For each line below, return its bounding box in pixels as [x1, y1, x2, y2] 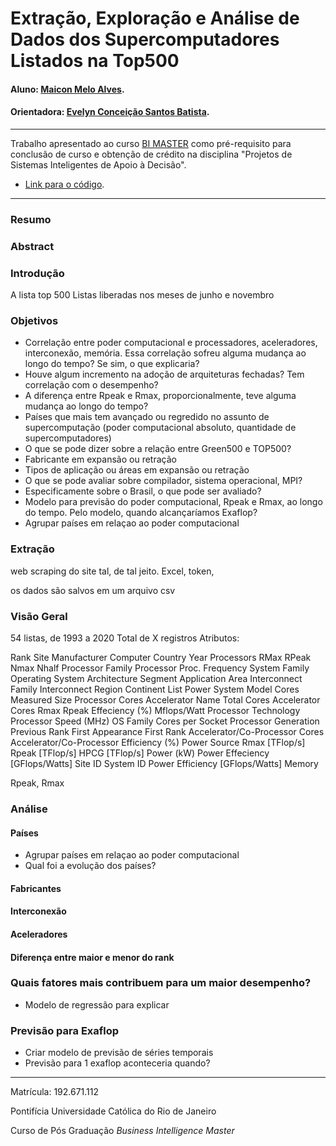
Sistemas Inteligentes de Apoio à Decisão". [10, 158, 187, 171]
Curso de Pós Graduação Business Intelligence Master [10, 1125, 235, 1137]
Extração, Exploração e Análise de [10, 7, 300, 30]
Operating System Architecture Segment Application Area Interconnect [10, 673, 303, 685]
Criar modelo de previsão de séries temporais [24, 1047, 214, 1059]
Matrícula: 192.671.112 [10, 1086, 100, 1098]
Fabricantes [10, 882, 62, 894]
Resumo [10, 212, 52, 226]
